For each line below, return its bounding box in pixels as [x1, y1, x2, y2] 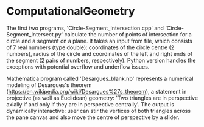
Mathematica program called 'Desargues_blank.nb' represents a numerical [6, 75, 194, 82]
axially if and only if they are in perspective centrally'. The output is [6, 100, 175, 108]
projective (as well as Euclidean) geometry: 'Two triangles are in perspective [6, 94, 199, 101]
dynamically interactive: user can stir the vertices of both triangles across [6, 107, 191, 114]
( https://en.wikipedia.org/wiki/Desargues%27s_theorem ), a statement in [6, 88, 187, 95]
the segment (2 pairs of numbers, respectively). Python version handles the [6, 57, 196, 64]
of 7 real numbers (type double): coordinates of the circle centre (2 [6, 44, 175, 51]
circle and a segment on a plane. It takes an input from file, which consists [6, 37, 193, 44]
